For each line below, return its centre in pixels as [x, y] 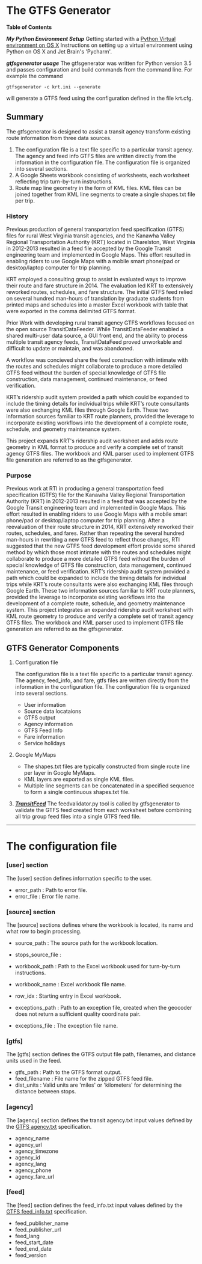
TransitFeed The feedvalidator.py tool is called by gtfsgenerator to [97, 804]
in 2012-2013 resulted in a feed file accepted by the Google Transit [89, 249]
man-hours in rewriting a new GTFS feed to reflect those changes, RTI [93, 540]
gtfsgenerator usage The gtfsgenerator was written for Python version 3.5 [99, 63]
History [17, 216]
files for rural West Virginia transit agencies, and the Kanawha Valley [91, 236]
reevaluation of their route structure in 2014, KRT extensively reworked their [100, 527]
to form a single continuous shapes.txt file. [77, 792]
